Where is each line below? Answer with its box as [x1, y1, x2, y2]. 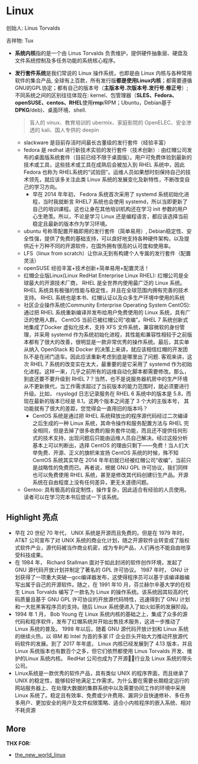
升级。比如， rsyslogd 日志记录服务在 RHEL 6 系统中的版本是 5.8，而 [23, 390, 191, 397]
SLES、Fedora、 [136, 92, 177, 99]
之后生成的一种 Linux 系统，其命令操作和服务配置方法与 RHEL [32, 420, 183, 427]
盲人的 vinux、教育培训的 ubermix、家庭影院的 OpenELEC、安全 [29, 119, 187, 126]
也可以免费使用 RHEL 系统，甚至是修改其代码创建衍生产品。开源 [32, 471, 189, 478]
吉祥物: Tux [6, 37, 34, 44]
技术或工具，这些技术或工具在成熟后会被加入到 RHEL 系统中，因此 [23, 161, 185, 168]
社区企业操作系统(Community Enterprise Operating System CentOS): [23, 301, 191, 308]
